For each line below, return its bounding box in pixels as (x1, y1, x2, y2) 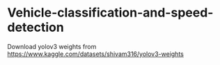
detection (7, 19, 64, 35)
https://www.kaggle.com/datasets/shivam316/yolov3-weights (7, 50, 184, 58)
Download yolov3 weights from (7, 42, 97, 50)
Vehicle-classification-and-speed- (7, 5, 214, 21)
